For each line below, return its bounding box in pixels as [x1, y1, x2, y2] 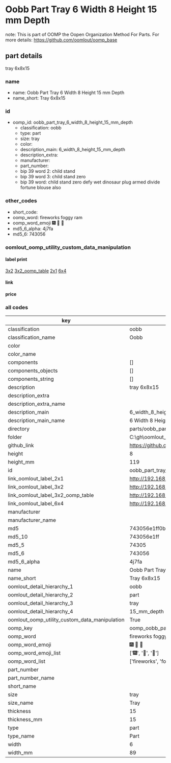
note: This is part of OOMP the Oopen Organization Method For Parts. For [5, 31, 159, 37]
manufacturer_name [8, 517, 56, 524]
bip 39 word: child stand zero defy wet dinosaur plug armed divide [20, 179, 160, 185]
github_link [8, 442, 34, 449]
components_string [8, 376, 54, 383]
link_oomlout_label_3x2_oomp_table [8, 492, 94, 499]
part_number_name [8, 675, 54, 682]
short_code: [12, 209, 38, 215]
